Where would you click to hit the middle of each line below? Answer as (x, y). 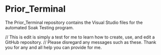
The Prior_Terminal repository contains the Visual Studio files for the (74, 22)
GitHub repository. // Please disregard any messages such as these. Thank (81, 42)
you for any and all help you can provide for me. (54, 47)
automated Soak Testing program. (40, 27)
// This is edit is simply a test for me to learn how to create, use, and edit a (80, 37)
